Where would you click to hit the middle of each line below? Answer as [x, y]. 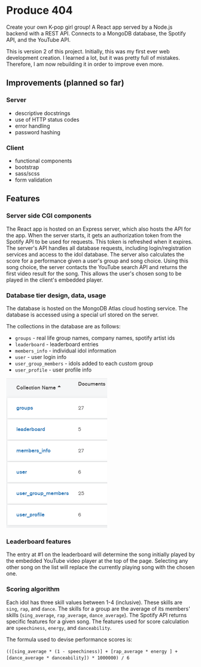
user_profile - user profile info [53, 370]
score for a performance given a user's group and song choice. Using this [97, 261]
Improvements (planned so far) [65, 83]
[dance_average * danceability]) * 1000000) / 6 [68, 658]
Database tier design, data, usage [56, 295]
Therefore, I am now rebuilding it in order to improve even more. [85, 64]
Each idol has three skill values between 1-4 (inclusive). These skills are [94, 602]
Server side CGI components [49, 216]
